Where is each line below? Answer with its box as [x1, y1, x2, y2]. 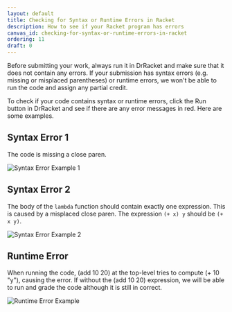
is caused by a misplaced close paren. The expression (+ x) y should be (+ [7, 209, 224, 218]
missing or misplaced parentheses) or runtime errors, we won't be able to [7, 76, 217, 84]
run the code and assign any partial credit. [7, 84, 128, 92]
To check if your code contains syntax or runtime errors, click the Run [7, 97, 206, 105]
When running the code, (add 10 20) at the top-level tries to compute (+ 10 [7, 268, 220, 277]
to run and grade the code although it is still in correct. [7, 284, 163, 292]
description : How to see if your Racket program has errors [7, 23, 185, 30]
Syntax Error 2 [7, 184, 71, 196]
